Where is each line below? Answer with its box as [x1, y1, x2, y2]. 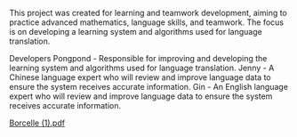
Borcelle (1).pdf [9, 117, 65, 128]
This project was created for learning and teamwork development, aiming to [9, 8, 287, 18]
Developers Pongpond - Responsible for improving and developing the [9, 53, 268, 63]
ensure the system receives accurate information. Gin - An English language [9, 82, 289, 92]
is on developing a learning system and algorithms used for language [9, 27, 262, 36]
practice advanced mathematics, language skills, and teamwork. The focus [9, 17, 285, 28]
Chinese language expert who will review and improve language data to [9, 72, 271, 83]
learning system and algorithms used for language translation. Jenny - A [9, 62, 275, 73]
